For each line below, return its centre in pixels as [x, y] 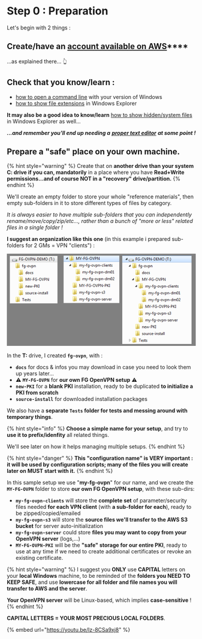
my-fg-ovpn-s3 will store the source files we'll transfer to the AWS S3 [102, 520]
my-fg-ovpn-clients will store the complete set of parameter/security [101, 501]
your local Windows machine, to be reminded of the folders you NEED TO [99, 576]
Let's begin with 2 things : [39, 28]
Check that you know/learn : [61, 82]
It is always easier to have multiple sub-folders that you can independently [100, 215]
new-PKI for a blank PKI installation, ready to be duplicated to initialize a [104, 386]
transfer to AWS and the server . [47, 589]
